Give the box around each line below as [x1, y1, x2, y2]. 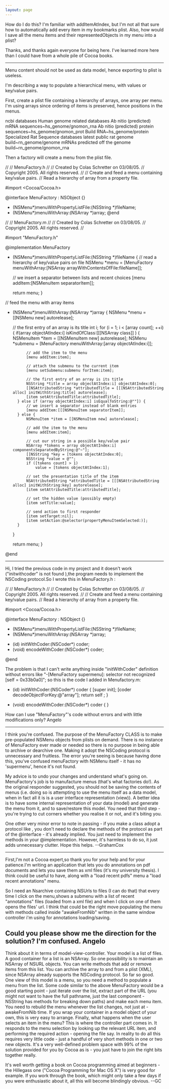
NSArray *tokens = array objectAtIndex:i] [26, 443, 117, 448]
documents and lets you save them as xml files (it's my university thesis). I [5, 867, 159, 873]
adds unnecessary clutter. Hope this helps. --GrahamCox [5, 842, 124, 848]
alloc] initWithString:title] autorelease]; [12, 390, 108, 395]
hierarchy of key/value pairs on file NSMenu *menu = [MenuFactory [12, 259, 153, 265]
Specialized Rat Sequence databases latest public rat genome [5, 134, 134, 140]
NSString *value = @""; [26, 456, 76, 461]
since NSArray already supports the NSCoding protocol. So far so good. [5, 972, 154, 978]
